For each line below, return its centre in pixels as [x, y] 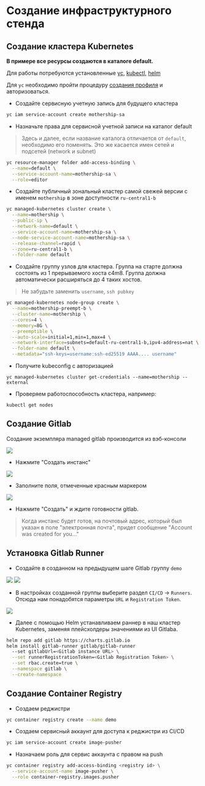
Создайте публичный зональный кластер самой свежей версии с [102, 192]
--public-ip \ [30, 221]
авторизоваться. [28, 91]
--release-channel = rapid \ [46, 243]
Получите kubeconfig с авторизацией [64, 366]
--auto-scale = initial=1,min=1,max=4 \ [62, 337]
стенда [25, 24]
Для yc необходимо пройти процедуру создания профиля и [85, 85]
